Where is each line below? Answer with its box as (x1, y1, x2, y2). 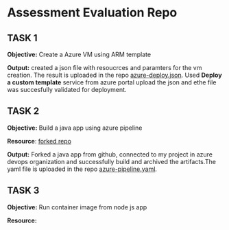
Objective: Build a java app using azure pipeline (7, 124, 143, 132)
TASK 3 (7, 185, 40, 196)
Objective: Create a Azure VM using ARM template (7, 50, 152, 58)
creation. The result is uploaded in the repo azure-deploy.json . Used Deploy (7, 71, 222, 79)
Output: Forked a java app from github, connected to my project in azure (7, 150, 213, 159)
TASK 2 (7, 105, 40, 117)
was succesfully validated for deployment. (7, 86, 127, 93)
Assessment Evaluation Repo (7, 5, 178, 21)
